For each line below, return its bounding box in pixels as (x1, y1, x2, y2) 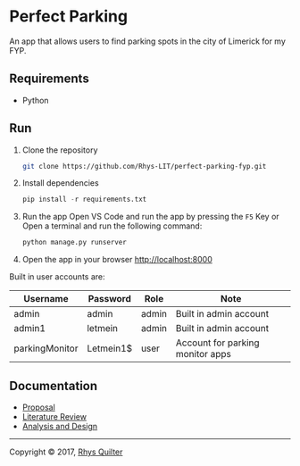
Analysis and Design (21, 421, 98, 431)
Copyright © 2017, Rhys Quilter (9, 446, 123, 457)
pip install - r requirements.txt (21, 195, 147, 204)
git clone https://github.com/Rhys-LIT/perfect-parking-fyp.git (21, 162, 267, 171)
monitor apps (175, 348, 232, 361)
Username (23, 293, 69, 305)
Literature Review (21, 412, 87, 421)
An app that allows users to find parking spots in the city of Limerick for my (9, 36, 286, 46)
